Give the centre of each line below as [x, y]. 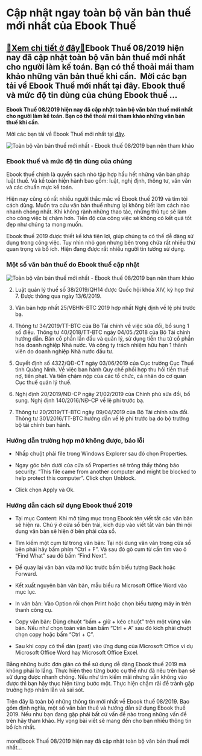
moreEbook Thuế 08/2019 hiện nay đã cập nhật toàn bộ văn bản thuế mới [98, 741]
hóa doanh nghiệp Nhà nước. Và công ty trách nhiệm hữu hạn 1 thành [101, 345]
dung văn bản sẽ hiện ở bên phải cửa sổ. [65, 531]
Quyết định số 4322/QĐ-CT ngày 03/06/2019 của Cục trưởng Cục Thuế [104, 363]
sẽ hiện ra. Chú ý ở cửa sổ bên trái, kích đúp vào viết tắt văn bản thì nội [103, 525]
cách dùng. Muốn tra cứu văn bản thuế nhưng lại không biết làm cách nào [98, 206]
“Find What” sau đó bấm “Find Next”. [61, 556]
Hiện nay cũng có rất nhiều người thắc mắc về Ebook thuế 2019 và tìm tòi [97, 199]
